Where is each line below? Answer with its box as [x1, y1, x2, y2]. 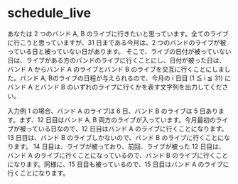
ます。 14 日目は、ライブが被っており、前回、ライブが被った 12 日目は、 [13, 142, 225, 151]
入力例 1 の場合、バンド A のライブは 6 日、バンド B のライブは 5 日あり [7, 107, 219, 115]
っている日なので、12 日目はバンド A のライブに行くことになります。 [26, 124, 228, 133]
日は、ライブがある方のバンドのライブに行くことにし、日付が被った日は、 [7, 55, 226, 65]
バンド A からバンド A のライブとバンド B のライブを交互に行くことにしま [7, 65, 225, 73]
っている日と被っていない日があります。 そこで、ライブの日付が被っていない [7, 47, 232, 55]
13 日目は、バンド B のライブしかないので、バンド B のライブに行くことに [7, 133, 225, 141]
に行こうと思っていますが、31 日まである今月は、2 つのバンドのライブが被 [7, 38, 227, 47]
